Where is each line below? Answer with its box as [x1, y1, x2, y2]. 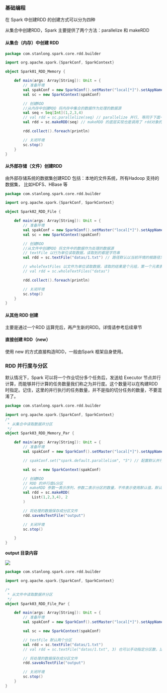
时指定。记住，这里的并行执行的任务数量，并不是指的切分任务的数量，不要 [5, 387, 158, 393]
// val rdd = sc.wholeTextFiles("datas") [23, 269, 110, 274]
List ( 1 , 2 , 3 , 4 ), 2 [31, 495, 68, 500]
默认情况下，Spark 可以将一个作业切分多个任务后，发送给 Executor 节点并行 [5, 374, 161, 380]
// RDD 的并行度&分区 [23, 481, 63, 486]
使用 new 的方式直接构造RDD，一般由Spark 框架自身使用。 [5, 348, 126, 354]
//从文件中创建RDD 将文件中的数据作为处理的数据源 [23, 246, 114, 251]
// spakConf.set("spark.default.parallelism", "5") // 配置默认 [23, 458, 156, 463]
